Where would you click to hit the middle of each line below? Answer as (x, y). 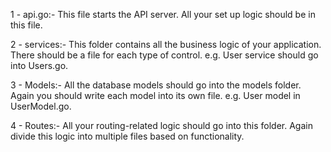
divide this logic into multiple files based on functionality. (127, 136)
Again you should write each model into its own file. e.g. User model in (155, 95)
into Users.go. (39, 65)
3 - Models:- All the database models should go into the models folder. (156, 85)
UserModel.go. (41, 106)
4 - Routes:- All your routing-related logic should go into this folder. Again (161, 125)
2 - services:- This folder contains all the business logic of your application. (166, 44)
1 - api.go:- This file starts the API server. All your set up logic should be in (163, 14)
